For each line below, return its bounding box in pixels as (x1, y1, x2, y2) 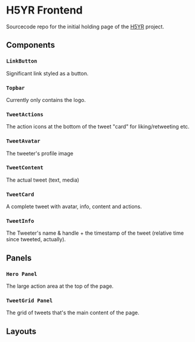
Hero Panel (6, 271, 37, 277)
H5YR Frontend (6, 4, 83, 17)
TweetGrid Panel (6, 297, 53, 304)
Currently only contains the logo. (6, 96, 86, 103)
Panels (6, 253, 32, 263)
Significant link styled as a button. (6, 70, 89, 77)
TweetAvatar (6, 138, 41, 144)
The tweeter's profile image (6, 150, 74, 157)
